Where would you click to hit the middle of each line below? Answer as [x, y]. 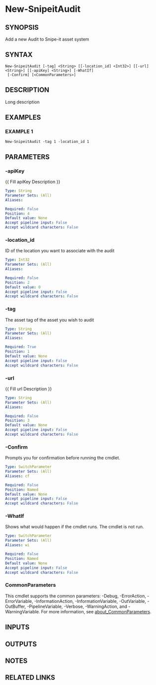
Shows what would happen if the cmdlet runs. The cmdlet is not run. [75, 527]
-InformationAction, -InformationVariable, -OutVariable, [90, 601]
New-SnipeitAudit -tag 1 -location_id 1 [47, 142]
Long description [22, 102]
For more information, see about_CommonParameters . [96, 611]
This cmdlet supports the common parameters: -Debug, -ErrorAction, [76, 596]
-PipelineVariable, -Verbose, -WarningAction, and [77, 606]
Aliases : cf [17, 476]
